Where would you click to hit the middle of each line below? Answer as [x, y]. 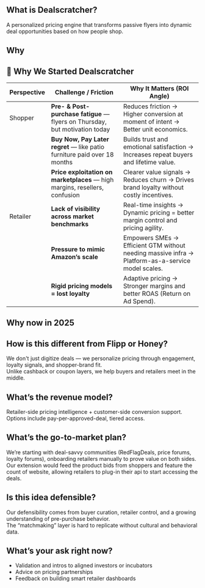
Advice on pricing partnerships [54, 572]
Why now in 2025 [41, 323]
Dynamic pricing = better [159, 213]
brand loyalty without [153, 188]
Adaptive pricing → [150, 279]
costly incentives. [148, 195]
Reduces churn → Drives [158, 180]
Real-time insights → [153, 205]
